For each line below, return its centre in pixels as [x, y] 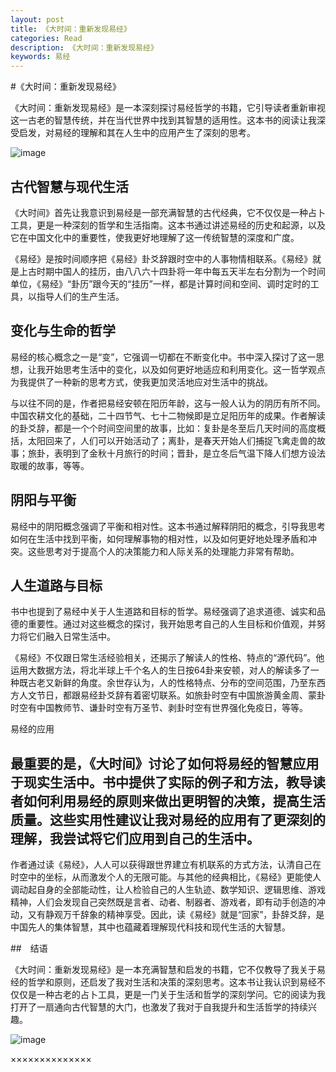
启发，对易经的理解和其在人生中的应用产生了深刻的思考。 [137, 133]
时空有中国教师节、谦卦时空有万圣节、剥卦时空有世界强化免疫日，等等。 [159, 708]
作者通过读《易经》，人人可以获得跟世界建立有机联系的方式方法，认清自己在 [166, 865]
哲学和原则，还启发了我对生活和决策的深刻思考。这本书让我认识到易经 [172, 982]
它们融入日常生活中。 [71, 637]
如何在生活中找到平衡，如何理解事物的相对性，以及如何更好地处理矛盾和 [159, 538]
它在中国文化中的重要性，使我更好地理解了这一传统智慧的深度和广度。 [155, 237]
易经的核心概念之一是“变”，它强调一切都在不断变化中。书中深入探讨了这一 [163, 357]
